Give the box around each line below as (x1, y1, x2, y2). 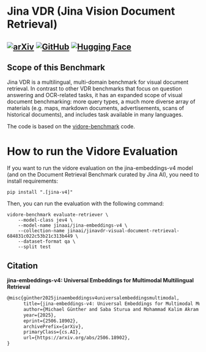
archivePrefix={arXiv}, (23, 323, 84, 329)
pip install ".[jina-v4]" (7, 189, 73, 196)
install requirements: (7, 177, 59, 185)
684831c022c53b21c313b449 (7, 233, 73, 240)
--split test (18, 244, 51, 250)
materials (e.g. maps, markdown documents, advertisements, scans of (7, 105, 185, 112)
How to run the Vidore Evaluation (7, 144, 178, 158)
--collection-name (18, 228, 65, 234)
